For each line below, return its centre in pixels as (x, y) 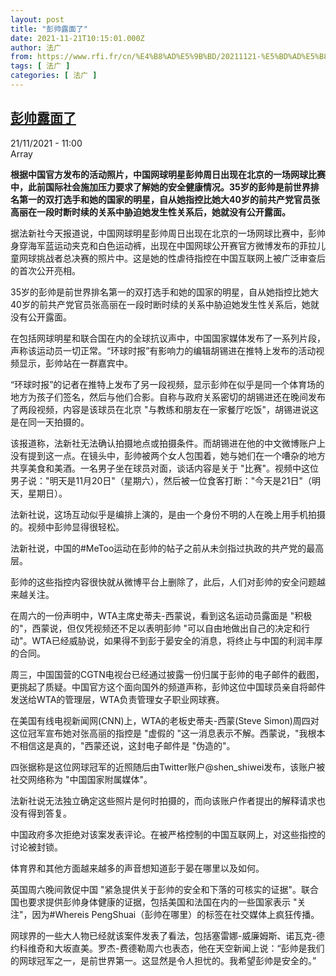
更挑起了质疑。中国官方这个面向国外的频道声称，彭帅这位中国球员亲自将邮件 (168, 687)
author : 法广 (36, 47)
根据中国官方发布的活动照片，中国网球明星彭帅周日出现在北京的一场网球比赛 (168, 174)
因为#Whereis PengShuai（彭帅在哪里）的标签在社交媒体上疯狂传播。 (175, 914)
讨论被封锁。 (36, 847)
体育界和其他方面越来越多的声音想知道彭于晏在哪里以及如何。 (137, 868)
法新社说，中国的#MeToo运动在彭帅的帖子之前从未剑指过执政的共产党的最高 (167, 548)
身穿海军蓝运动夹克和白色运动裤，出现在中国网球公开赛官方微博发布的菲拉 (163, 245)
